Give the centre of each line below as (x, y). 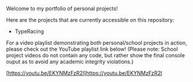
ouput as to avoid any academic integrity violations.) (70, 62)
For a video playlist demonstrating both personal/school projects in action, (97, 43)
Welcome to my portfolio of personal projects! (62, 9)
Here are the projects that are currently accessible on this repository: (90, 20)
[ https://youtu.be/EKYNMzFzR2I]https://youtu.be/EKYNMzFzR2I (84, 73)
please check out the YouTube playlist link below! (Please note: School (92, 49)
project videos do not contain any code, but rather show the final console (96, 55)
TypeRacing (29, 31)
